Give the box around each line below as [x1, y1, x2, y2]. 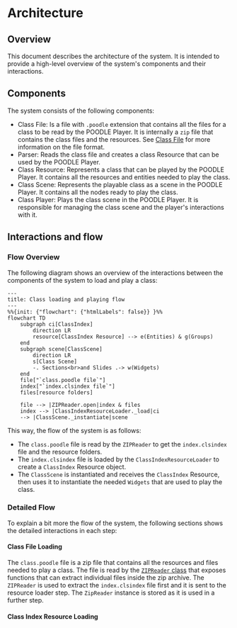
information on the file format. [17, 142, 105, 151]
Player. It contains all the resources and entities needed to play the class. [17, 172, 231, 181]
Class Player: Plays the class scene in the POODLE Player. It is [17, 195, 199, 203]
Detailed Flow [7, 503, 55, 512]
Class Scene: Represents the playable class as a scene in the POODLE [17, 180, 223, 189]
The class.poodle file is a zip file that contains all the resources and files [7, 559, 219, 566]
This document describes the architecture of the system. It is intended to [7, 52, 220, 60]
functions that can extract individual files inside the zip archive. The [7, 573, 204, 582]
